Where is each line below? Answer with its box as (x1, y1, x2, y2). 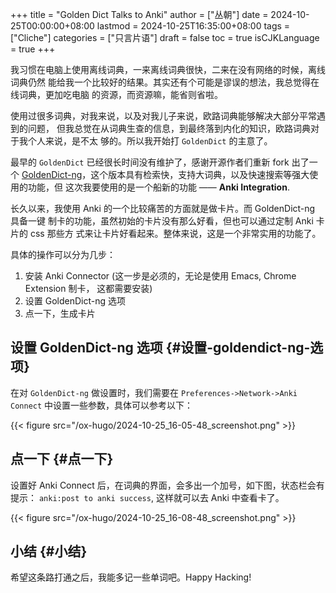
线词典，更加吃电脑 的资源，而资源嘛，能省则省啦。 (10, 89, 223, 100)
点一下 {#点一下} (10, 451, 114, 468)
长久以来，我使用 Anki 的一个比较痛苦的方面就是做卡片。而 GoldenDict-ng (10, 203, 316, 214)
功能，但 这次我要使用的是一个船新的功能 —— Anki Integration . (27, 181, 290, 193)
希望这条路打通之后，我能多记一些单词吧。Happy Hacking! (10, 571, 252, 583)
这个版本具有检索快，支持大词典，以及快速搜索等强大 (90, 169, 310, 180)
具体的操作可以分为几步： (10, 249, 116, 260)
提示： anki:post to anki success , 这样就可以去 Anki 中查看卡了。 (10, 491, 285, 503)
